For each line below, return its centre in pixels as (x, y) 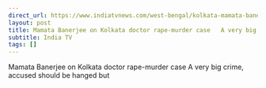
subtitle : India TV (40, 37)
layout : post (30, 23)
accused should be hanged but (59, 75)
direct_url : (28, 15)
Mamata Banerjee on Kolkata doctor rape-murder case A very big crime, (126, 67)
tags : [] (23, 45)
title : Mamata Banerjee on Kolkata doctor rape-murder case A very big (133, 30)
